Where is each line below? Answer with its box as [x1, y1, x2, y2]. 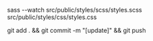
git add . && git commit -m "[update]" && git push [7, 27, 146, 34]
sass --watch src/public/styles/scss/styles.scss [7, 6, 143, 14]
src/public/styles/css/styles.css [7, 13, 97, 21]
